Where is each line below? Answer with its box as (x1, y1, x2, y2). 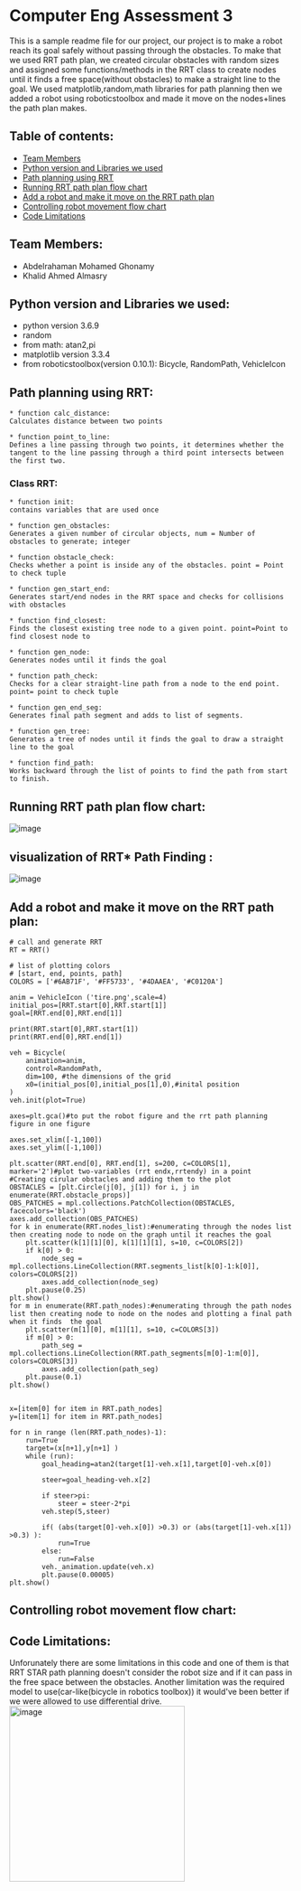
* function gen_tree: (9, 727, 91, 737)
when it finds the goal (9, 1317, 103, 1326)
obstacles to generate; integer (9, 537, 131, 547)
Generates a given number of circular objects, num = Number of (9, 530, 256, 539)
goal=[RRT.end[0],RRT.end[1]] (9, 1009, 123, 1018)
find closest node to (9, 632, 91, 642)
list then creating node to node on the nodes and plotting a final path (9, 1309, 293, 1318)
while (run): (25, 1452, 75, 1461)
